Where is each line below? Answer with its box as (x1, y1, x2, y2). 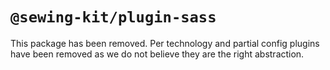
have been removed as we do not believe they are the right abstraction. (10, 48, 305, 60)
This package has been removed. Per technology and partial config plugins (10, 37, 320, 49)
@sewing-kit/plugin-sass (10, 8, 217, 27)
